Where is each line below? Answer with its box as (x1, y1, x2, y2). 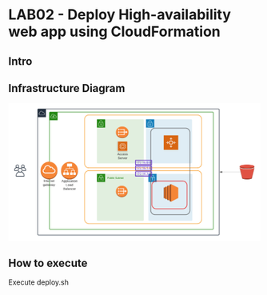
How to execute (8, 256, 88, 269)
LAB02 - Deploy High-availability (8, 6, 232, 24)
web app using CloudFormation (8, 22, 221, 41)
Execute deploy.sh (8, 277, 70, 287)
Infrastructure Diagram (8, 82, 126, 95)
